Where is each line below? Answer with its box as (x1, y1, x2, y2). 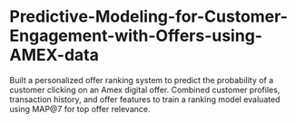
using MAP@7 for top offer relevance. (9, 103, 151, 114)
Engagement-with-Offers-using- (9, 25, 263, 46)
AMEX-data (9, 45, 100, 65)
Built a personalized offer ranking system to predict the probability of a (9, 74, 274, 85)
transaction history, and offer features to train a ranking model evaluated (9, 93, 281, 105)
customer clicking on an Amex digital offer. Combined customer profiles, (9, 84, 281, 95)
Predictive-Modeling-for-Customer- (9, 6, 289, 27)
